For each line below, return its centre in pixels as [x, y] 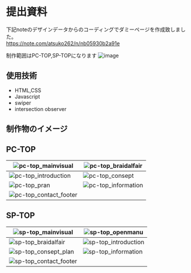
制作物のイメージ [37, 129]
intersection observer [40, 109]
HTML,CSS [28, 90]
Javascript [27, 96]
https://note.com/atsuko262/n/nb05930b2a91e [63, 43]
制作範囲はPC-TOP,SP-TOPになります [52, 55]
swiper [23, 103]
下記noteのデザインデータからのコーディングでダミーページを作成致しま [93, 29]
